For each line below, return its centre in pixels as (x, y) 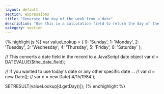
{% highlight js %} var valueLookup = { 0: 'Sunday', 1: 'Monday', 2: (72, 42)
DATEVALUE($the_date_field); (35, 62)
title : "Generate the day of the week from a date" (59, 19)
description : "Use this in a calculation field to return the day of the (82, 23)
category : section (24, 28)
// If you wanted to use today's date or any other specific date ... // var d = (80, 71)
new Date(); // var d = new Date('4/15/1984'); (50, 77)
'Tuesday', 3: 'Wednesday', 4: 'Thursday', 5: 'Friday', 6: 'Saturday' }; (74, 47)
